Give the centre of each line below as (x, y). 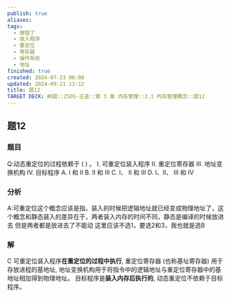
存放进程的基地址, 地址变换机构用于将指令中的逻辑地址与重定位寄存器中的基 (114, 269)
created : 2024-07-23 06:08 (46, 77)
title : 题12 (24, 90)
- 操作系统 (27, 58)
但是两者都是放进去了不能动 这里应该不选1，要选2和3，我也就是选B (110, 225)
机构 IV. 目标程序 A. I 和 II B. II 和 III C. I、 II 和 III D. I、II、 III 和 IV (103, 172)
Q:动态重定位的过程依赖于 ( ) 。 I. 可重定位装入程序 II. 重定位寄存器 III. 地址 (112, 164)
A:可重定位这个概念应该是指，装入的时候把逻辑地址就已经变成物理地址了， (112, 208)
